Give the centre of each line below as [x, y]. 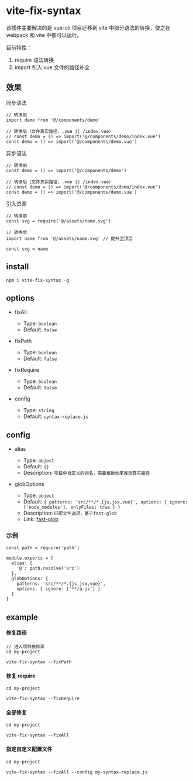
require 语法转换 [34, 60]
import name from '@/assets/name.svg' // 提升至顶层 [69, 238]
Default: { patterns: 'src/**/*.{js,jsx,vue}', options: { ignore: [106, 502]
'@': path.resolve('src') [48, 568]
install [18, 267]
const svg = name [27, 249]
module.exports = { [30, 558]
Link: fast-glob [41, 519]
